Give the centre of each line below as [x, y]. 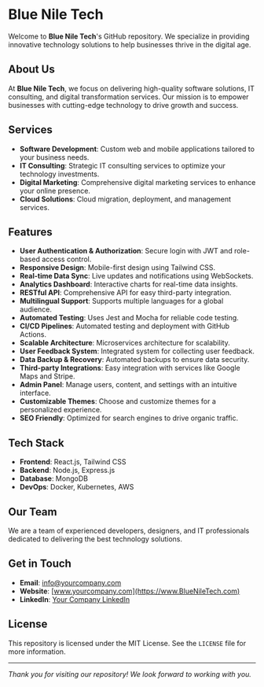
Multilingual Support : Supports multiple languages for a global [121, 301]
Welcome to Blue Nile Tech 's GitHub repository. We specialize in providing [129, 36]
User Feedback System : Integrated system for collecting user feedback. [137, 351]
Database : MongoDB [54, 478]
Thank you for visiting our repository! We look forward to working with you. [130, 674]
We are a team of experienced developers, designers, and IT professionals [129, 530]
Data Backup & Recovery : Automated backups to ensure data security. [134, 360]
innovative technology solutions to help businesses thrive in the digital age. [130, 44]
